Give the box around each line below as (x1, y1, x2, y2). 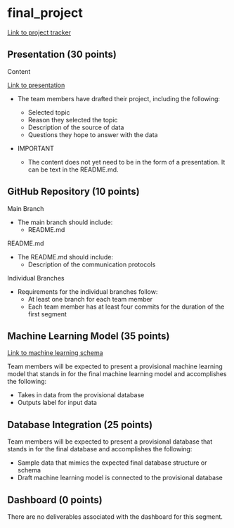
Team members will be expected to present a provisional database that (7, 437, 213, 446)
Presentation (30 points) (7, 49, 117, 60)
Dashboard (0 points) (7, 494, 103, 506)
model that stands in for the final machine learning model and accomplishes (7, 370, 227, 378)
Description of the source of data (27, 123, 124, 131)
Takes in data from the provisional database (17, 391, 145, 399)
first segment (27, 309, 67, 318)
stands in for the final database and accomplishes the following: (7, 445, 193, 453)
